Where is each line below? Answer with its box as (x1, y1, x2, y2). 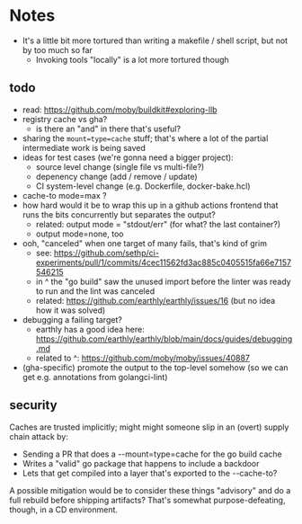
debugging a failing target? (22, 314, 123, 324)
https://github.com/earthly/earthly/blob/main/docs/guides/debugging (35, 333, 293, 344)
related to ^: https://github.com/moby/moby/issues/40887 (35, 352, 250, 363)
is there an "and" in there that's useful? (35, 123, 182, 134)
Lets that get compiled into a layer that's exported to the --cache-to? (22, 467, 278, 478)
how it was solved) (35, 305, 106, 315)
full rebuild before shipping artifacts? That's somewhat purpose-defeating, (9, 494, 286, 505)
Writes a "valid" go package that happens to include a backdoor (22, 457, 260, 468)
